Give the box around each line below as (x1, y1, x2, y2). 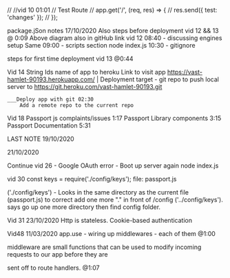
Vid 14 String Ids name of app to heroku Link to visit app (7, 68, 167, 76)
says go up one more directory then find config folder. (7, 203, 160, 211)
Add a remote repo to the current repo (19, 102, 134, 109)
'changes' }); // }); (7, 13, 59, 21)
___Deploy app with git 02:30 (7, 96, 94, 103)
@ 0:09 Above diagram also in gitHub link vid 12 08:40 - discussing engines (7, 34, 222, 42)
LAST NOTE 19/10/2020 (7, 135, 74, 143)
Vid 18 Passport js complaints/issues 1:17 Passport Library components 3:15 (7, 114, 222, 122)
